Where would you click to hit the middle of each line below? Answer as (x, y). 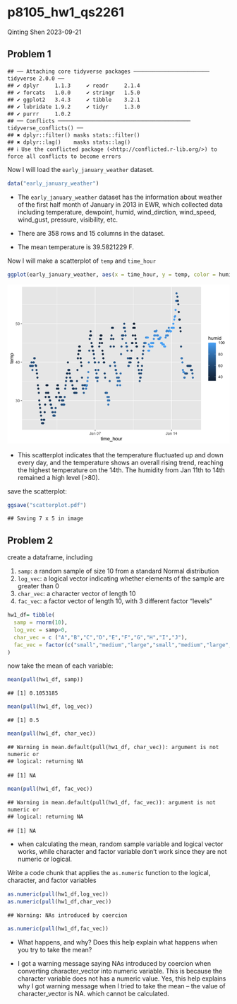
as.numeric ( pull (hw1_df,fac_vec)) (58, 928)
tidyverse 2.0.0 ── (36, 79)
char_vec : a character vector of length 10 (77, 594)
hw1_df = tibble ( (31, 615)
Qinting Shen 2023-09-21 (44, 32)
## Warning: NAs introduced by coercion (68, 915)
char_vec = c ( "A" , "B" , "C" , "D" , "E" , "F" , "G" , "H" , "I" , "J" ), (101, 637)
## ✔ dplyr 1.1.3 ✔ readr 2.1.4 (74, 86)
